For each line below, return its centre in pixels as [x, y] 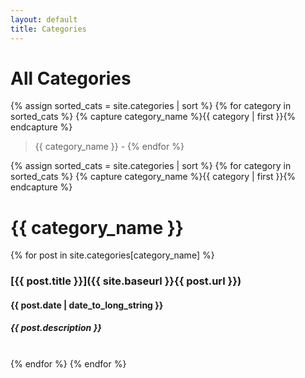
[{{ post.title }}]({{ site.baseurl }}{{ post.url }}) [126, 281]
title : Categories [48, 29]
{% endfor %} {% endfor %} [68, 363]
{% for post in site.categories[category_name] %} [112, 255]
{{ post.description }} [56, 328]
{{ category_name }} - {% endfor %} [109, 147]
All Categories [71, 78]
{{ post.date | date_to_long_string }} [87, 305]
